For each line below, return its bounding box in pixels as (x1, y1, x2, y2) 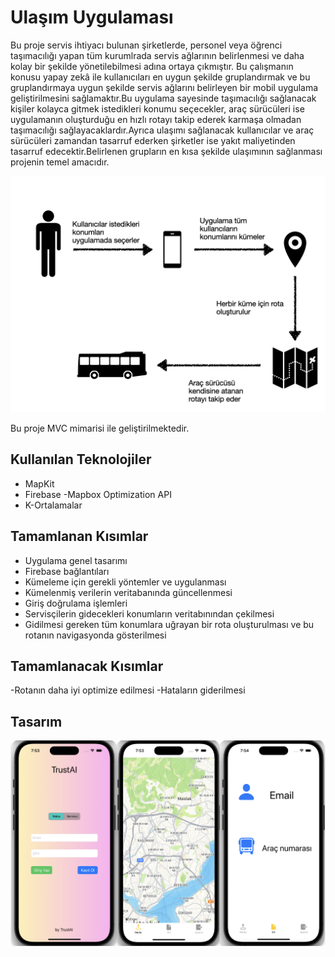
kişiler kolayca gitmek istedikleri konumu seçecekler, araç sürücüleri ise (10, 102, 305, 115)
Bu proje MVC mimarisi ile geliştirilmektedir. (10, 422, 190, 434)
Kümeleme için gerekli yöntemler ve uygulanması (24, 576, 227, 588)
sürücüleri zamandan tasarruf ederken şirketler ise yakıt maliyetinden (10, 134, 296, 146)
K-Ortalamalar (24, 499, 83, 511)
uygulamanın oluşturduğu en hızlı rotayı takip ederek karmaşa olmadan (10, 113, 302, 125)
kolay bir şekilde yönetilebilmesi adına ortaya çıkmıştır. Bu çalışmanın (10, 60, 294, 72)
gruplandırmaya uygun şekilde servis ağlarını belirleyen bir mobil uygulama (10, 81, 319, 93)
